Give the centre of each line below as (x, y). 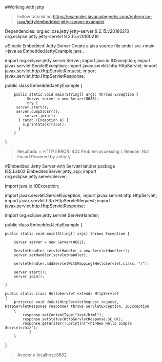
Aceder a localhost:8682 (42, 355)
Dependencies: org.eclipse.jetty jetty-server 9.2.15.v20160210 (67, 31)
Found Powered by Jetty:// (44, 157)
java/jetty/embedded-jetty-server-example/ (61, 22)
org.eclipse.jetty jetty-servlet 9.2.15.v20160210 (52, 36)
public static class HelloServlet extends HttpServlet (62, 294)
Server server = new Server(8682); (50, 242)
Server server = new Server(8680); (63, 99)
